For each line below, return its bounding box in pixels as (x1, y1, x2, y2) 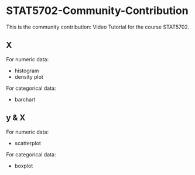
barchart (14, 96, 36, 103)
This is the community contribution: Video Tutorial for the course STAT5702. (6, 23, 190, 30)
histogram (14, 67, 39, 74)
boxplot (14, 162, 33, 169)
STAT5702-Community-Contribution (6, 4, 189, 17)
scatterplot (14, 139, 41, 146)
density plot (14, 73, 44, 80)
